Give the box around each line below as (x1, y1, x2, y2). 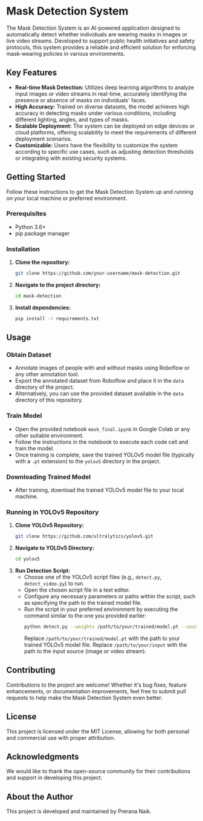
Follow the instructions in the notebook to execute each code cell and (14, 438, 188, 446)
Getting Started (6, 172, 66, 182)
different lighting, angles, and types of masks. (14, 116, 129, 123)
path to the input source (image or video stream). (24, 647, 147, 654)
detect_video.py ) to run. (24, 580, 85, 587)
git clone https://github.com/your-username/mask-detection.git (14, 271, 181, 277)
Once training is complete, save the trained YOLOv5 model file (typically (14, 451, 195, 458)
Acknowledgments (6, 752, 80, 762)
